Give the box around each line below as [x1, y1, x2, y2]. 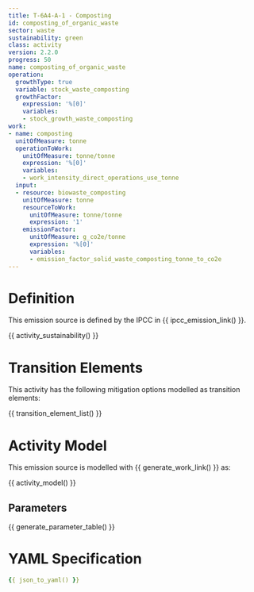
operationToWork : [15, 144, 73, 152]
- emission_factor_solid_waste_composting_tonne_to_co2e [29, 255, 222, 263]
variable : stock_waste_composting [15, 85, 129, 94]
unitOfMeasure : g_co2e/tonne [29, 233, 126, 241]
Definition [8, 289, 75, 307]
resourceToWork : [22, 203, 77, 211]
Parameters [8, 501, 67, 514]
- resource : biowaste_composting [15, 188, 126, 197]
